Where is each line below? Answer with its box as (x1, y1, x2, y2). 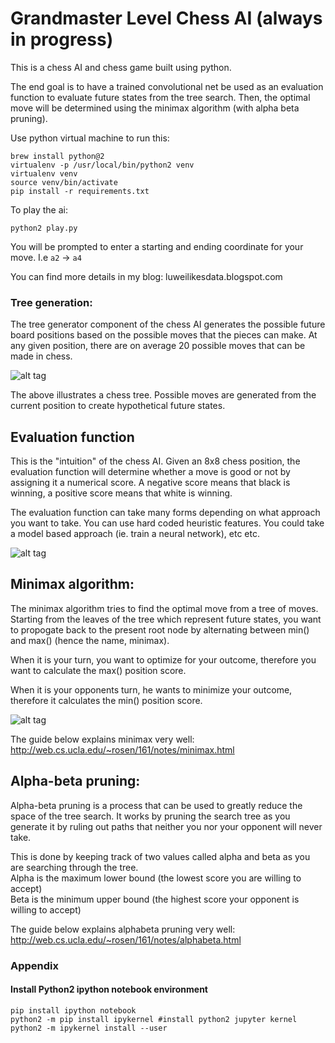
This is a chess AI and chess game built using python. (10, 61, 232, 73)
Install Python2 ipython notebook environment (10, 983, 208, 996)
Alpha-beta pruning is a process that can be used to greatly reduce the (10, 799, 303, 811)
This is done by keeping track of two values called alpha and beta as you (10, 850, 311, 862)
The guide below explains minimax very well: (10, 733, 195, 745)
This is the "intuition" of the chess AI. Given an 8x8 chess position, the (10, 455, 301, 467)
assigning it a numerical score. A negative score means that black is (10, 477, 291, 489)
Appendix (10, 958, 60, 972)
